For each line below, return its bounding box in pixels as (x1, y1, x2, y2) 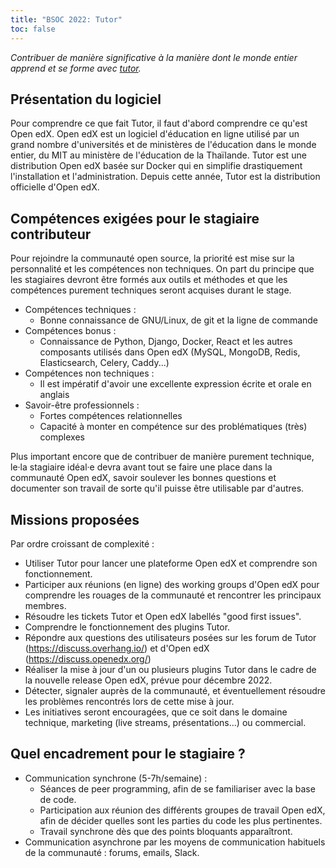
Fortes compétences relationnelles (39, 410, 183, 422)
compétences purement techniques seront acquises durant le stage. (10, 284, 292, 296)
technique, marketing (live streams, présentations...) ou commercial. (24, 716, 307, 728)
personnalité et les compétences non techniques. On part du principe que (10, 263, 315, 275)
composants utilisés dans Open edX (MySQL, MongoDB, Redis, (39, 346, 301, 358)
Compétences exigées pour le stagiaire (10, 210, 260, 227)
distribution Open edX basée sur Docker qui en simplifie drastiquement (10, 160, 303, 172)
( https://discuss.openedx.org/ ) (24, 652, 152, 665)
